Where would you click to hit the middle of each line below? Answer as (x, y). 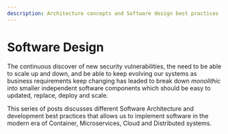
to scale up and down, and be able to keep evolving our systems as (102, 73)
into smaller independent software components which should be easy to (109, 88)
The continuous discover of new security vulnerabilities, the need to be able (114, 66)
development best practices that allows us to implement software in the (108, 116)
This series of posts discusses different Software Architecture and (100, 108)
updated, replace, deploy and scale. (58, 95)
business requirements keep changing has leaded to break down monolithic (114, 81)
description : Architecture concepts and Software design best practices (113, 13)
